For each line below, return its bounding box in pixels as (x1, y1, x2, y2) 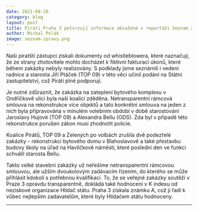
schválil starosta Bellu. (6, 150, 61, 157)
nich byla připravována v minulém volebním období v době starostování (6, 107, 180, 114)
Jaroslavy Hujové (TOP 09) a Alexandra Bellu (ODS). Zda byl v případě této (6, 114, 188, 121)
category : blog (6, 14, 44, 20)
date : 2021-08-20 (6, 8, 49, 15)
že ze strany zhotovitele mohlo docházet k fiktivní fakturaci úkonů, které (6, 58, 181, 65)
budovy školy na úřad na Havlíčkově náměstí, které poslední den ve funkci (6, 144, 187, 151)
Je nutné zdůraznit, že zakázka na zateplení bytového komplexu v (6, 89, 166, 95)
